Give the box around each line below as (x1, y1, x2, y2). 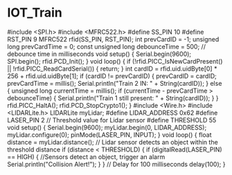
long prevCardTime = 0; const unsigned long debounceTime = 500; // (7, 42, 206, 50)
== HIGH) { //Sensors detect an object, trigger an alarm (7, 152, 166, 160)
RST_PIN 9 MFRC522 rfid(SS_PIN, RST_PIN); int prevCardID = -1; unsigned (7, 35, 220, 43)
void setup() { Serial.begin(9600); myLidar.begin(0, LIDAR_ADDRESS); (7, 123, 207, 131)
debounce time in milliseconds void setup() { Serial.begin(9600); (7, 50, 192, 58)
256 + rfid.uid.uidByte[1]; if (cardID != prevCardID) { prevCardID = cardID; (7, 71, 217, 80)
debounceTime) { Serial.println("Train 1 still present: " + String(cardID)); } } (7, 93, 220, 102)
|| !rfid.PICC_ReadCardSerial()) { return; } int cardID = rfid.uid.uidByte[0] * (7, 64, 217, 73)
